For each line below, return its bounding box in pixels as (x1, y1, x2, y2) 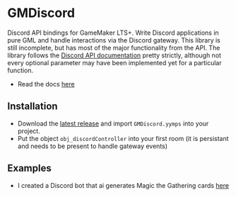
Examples (7, 162, 52, 174)
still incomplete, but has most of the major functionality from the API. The (7, 43, 220, 52)
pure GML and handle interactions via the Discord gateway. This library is (7, 35, 220, 44)
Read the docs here (17, 79, 76, 88)
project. (17, 126, 40, 135)
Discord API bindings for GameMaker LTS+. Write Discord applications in (7, 28, 219, 37)
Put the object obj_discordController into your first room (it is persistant (17, 134, 229, 142)
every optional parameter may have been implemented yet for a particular (7, 58, 223, 67)
